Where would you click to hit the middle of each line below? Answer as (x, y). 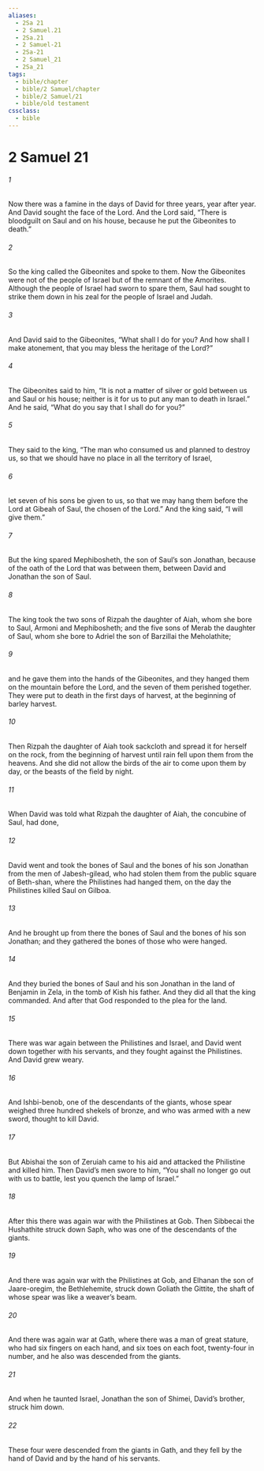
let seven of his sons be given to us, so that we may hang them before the (128, 501)
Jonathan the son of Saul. (50, 576)
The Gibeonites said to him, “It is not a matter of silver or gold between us (128, 390)
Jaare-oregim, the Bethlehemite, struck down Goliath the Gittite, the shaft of (131, 1289)
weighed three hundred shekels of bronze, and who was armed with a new (129, 1111)
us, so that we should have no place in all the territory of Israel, (110, 458)
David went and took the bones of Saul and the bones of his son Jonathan (128, 865)
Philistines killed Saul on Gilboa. (60, 890)
